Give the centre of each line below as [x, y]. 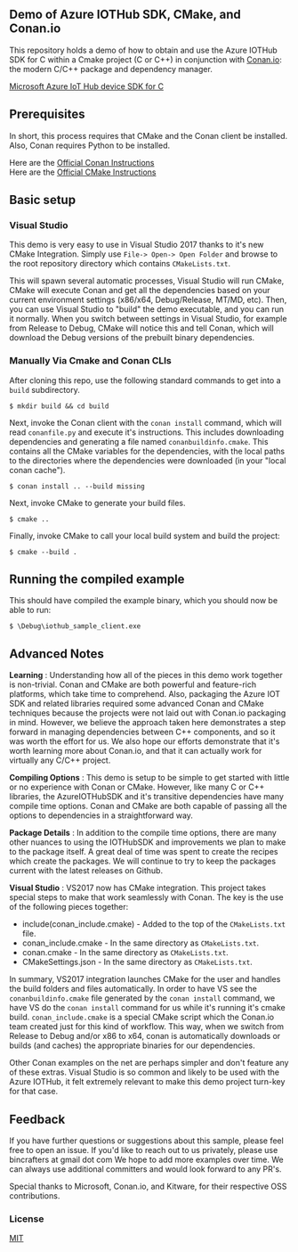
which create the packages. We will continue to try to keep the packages [143, 861]
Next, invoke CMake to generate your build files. [97, 503]
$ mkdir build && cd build [59, 406]
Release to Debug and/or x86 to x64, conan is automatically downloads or [145, 1036]
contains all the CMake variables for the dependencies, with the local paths [147, 451]
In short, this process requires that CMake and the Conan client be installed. [149, 135]
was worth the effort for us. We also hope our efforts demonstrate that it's [145, 741]
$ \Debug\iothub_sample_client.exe [75, 626]
